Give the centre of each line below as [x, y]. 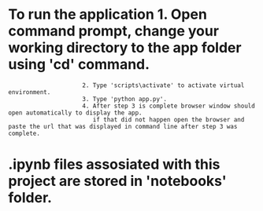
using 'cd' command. [79, 65]
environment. [30, 92]
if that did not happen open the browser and [169, 119]
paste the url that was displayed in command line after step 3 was [123, 126]
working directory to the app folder [125, 48]
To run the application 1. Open [107, 15]
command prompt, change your [113, 31]
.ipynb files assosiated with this [114, 164]
